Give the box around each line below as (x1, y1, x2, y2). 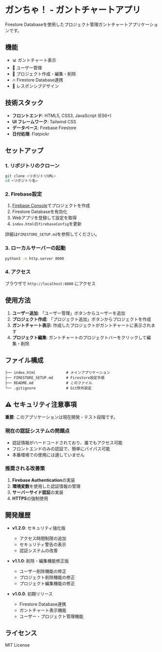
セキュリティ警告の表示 (19, 541, 67, 547)
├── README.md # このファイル (5, 381, 92, 386)
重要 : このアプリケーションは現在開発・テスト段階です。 (5, 414, 118, 420)
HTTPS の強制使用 (12, 495, 49, 501)
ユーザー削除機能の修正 (19, 568, 67, 574)
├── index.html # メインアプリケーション (5, 370, 110, 375)
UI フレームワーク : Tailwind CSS (12, 119, 76, 124)
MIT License (5, 642, 30, 648)
